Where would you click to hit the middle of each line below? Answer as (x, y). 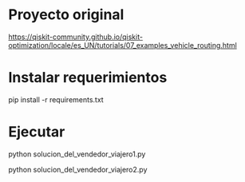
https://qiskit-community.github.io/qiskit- (76, 37)
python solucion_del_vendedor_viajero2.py (78, 169)
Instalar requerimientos (88, 78)
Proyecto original (66, 15)
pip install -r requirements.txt (56, 99)
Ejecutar (37, 132)
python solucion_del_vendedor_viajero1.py (77, 154)
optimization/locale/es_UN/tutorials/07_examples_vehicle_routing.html (122, 45)
